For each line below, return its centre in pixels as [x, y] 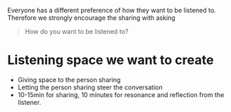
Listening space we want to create [111, 60]
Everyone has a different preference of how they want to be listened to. [112, 10]
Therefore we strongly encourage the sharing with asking [91, 18]
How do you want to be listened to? [77, 32]
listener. [29, 102]
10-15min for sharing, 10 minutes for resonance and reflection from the [121, 94]
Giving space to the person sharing [69, 79]
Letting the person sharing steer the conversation [90, 87]
